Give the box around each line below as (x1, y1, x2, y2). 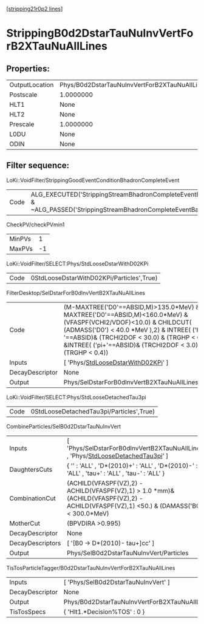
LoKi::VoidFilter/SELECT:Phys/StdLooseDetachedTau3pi (6, 393, 147, 401)
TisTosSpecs (9, 607, 46, 616)
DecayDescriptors (9, 538, 61, 547)
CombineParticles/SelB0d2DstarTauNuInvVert (6, 422, 121, 430)
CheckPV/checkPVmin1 (6, 221, 65, 228)
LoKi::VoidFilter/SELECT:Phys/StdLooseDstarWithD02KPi (6, 260, 149, 267)
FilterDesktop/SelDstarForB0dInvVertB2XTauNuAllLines (6, 289, 146, 296)
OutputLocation (9, 81, 54, 89)
